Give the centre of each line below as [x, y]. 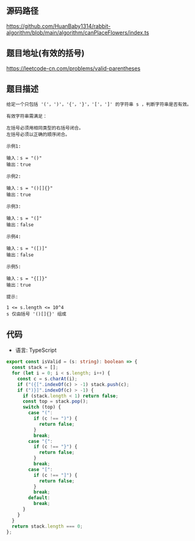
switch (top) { [42, 407]
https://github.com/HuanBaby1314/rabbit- [58, 26]
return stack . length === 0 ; [48, 526]
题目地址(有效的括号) [45, 53]
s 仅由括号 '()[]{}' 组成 [37, 314]
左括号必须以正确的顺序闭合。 [38, 135]
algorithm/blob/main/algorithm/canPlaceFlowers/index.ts [78, 32]
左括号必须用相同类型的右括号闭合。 [45, 128]
